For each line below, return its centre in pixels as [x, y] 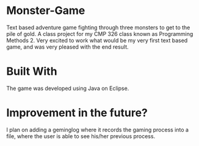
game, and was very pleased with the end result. [67, 47]
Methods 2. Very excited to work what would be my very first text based [97, 40]
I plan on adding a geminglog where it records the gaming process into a [98, 130]
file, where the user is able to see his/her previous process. [81, 136]
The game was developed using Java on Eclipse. [68, 88]
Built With [32, 71]
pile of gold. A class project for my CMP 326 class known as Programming [100, 33]
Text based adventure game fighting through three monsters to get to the [98, 27]
